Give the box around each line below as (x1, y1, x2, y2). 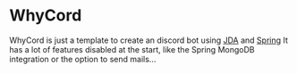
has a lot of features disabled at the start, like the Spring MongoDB (9, 44, 255, 54)
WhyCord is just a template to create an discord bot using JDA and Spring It (9, 35, 289, 45)
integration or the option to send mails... (9, 53, 157, 64)
